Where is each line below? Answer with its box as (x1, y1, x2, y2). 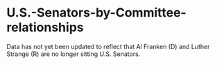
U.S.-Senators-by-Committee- (6, 5, 186, 21)
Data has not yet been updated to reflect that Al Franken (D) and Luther (6, 42, 210, 50)
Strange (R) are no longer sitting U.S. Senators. (6, 50, 141, 58)
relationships (6, 19, 84, 35)
